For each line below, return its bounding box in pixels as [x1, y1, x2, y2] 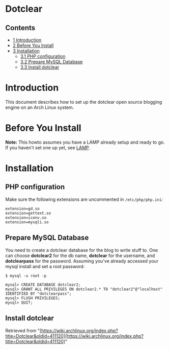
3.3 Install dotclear [20, 64, 60, 70]
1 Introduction [12, 37, 42, 43]
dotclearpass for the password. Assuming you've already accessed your [5, 258, 159, 264]
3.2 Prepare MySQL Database [20, 59, 83, 64]
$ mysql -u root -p [5, 273, 47, 278]
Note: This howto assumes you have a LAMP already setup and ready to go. [5, 139, 165, 145]
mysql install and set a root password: [5, 263, 85, 269]
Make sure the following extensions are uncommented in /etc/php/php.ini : [5, 196, 163, 202]
